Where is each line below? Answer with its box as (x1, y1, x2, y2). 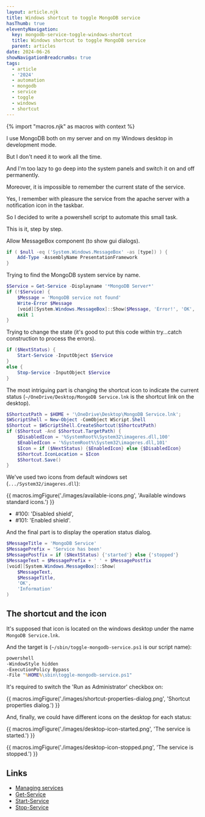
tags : (6, 60, 20, 66)
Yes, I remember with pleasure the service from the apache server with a (6, 195, 190, 202)
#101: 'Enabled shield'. (15, 517, 71, 524)
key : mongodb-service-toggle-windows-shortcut (12, 32, 132, 38)
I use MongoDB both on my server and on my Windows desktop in (6, 134, 173, 141)
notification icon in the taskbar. (6, 201, 84, 209)
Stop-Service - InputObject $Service (17, 369, 111, 375)
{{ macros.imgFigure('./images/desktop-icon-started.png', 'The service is (6, 725, 191, 732)
